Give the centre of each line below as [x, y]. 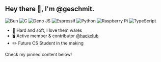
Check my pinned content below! [39, 54]
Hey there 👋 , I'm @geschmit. [50, 9]
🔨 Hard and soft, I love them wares [47, 30]
